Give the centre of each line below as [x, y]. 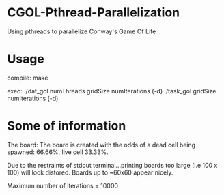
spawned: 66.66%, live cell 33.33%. [58, 152]
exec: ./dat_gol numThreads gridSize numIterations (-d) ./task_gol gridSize [112, 91]
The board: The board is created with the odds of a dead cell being [101, 145]
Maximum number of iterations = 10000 [62, 185]
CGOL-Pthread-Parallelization [94, 13]
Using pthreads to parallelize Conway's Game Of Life [82, 31]
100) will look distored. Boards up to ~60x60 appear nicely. [90, 172]
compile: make [28, 78]
